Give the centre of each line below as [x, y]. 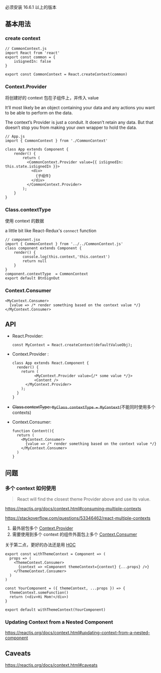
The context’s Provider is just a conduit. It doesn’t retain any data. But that [79, 122]
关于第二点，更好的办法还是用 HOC [40, 545]
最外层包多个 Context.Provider [42, 529]
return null [35, 261]
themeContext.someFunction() [39, 593]
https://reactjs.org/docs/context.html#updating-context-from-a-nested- [78, 633]
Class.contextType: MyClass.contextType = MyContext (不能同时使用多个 [84, 407]
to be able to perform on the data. [39, 113]
